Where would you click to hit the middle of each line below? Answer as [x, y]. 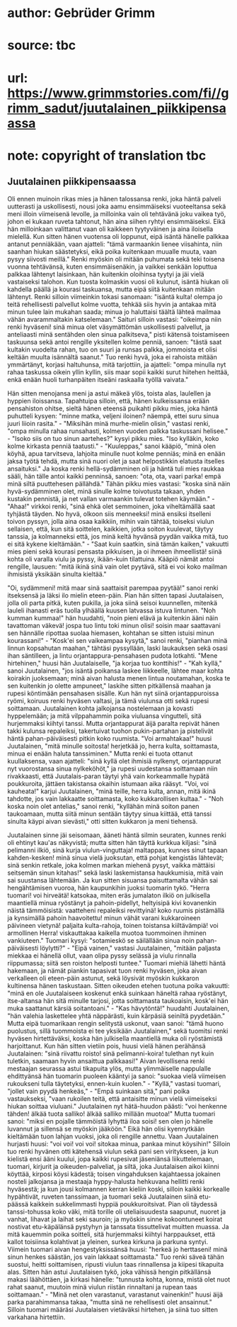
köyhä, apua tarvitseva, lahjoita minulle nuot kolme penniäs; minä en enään [116, 453]
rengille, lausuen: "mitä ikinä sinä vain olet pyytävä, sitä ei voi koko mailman [117, 566]
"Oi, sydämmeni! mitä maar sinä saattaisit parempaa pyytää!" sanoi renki [113, 588]
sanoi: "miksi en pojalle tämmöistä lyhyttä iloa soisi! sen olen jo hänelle [110, 1121]
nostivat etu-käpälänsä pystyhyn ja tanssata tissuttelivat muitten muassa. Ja [118, 1226]
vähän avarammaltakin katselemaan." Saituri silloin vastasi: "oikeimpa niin [114, 319]
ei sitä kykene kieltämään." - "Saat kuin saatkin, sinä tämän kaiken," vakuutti [118, 544]
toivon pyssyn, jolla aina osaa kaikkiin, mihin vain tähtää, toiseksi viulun [111, 521]
